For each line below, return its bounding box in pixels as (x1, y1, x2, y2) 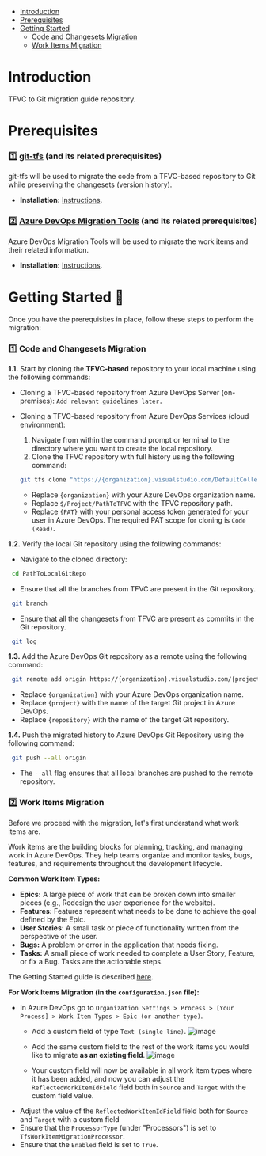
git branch (11, 599, 47, 607)
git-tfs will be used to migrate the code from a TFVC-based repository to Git (8, 172, 256, 181)
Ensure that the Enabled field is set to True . (19, 1139, 158, 1149)
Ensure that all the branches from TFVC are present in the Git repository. (19, 584, 256, 593)
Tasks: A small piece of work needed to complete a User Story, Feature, (19, 948, 256, 957)
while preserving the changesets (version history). (8, 180, 173, 189)
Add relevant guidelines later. (56, 397, 164, 405)
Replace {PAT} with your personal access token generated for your (31, 507, 249, 516)
